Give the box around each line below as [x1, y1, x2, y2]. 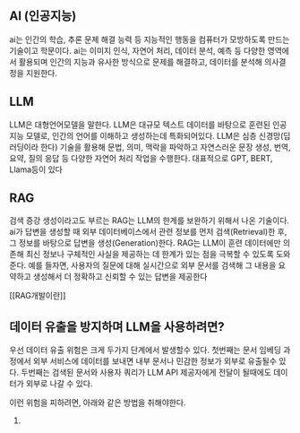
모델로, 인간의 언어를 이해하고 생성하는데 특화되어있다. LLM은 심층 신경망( [25, 130, 284, 141]
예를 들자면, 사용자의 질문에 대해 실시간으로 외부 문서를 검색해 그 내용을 [28, 260, 277, 271]
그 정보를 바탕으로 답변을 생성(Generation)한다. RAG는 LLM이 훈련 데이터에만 [9, 238, 281, 248]
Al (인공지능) [9, 8, 77, 24]
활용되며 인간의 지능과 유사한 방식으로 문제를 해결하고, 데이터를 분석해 [18, 56, 262, 67]
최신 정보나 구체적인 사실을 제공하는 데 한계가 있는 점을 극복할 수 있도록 [25, 249, 275, 260]
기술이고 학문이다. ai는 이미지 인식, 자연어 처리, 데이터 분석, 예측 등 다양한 [9, 45, 266, 56]
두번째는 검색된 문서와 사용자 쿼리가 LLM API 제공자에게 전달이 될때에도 [21, 367, 271, 378]
